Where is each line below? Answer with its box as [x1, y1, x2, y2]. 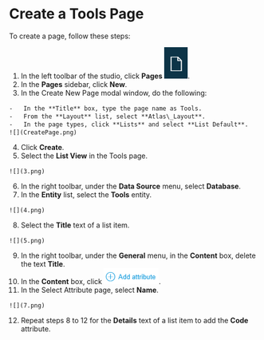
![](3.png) [9, 167, 45, 176]
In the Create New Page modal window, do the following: [20, 88, 207, 97]
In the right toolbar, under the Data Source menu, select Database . [20, 181, 242, 191]
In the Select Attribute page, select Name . [20, 285, 159, 295]
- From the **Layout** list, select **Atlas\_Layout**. [9, 113, 206, 121]
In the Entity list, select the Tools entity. [20, 189, 152, 200]
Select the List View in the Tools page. [20, 151, 148, 160]
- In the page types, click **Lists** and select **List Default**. [9, 121, 249, 128]
